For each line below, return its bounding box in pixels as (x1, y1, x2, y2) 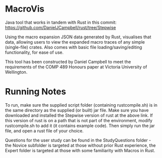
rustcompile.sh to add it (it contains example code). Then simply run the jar (5, 123, 155, 128)
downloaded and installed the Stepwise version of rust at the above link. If (5, 112, 153, 118)
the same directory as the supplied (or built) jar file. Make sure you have (5, 107, 149, 113)
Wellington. (5, 69, 28, 75)
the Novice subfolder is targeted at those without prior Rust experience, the (5, 142, 156, 148)
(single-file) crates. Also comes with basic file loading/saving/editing (5, 44, 142, 50)
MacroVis (5, 3, 45, 15)
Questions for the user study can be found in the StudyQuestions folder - (5, 137, 151, 143)
